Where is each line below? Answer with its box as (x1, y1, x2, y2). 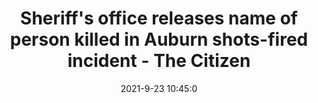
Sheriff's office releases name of (20, 7, 298, 30)
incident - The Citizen (67, 50, 251, 72)
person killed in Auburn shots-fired (9, 28, 309, 51)
